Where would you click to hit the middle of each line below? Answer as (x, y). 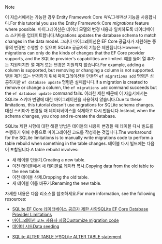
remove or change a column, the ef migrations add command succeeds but (81, 87)
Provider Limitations (32, 214)
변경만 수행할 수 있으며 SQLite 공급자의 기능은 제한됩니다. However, (78, 47)
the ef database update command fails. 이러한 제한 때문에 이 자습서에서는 (76, 93)
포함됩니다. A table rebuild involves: (44, 149)
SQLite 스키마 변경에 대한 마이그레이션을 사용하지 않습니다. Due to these (73, 99)
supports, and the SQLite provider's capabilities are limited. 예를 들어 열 (75, 59)
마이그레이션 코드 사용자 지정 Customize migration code (66, 220)
